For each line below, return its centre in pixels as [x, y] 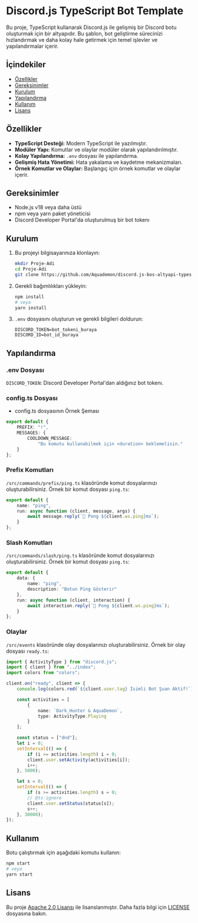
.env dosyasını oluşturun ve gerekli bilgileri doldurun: [79, 319]
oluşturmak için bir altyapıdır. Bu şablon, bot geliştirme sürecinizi [85, 33]
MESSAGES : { [31, 433]
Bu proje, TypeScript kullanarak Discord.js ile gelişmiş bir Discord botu [91, 27]
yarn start [19, 874]
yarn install [31, 308]
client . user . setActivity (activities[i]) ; [79, 760]
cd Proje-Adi [31, 269]
